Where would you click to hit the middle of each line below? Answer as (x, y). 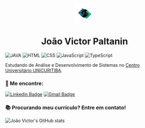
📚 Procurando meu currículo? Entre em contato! (66, 108)
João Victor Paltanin (85, 41)
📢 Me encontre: (24, 83)
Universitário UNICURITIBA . (34, 70)
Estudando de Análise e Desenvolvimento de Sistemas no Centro (72, 65)
